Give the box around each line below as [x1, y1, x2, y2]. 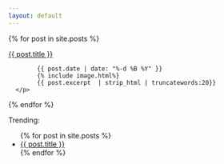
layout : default [8, 11, 62, 20]
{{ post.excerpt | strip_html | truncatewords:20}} [37, 78, 217, 86]
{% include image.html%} [37, 71, 120, 80]
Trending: [8, 115, 40, 125]
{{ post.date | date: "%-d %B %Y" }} [37, 65, 162, 73]
